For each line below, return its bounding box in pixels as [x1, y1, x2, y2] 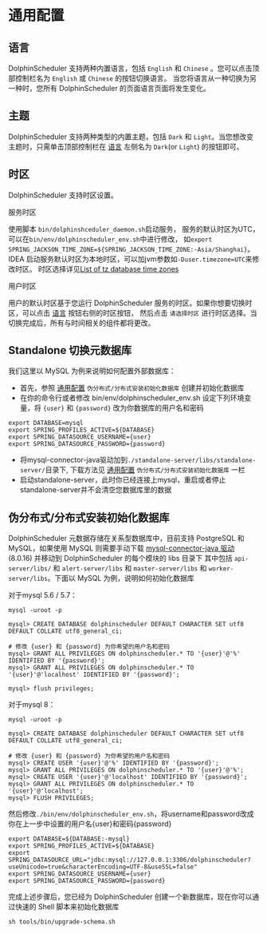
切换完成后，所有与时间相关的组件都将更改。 [8, 318, 155, 328]
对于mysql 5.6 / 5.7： [8, 590, 78, 600]
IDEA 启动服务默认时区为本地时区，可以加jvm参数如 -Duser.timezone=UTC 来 [8, 254, 253, 264]
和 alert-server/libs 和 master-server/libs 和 [53, 563, 207, 573]
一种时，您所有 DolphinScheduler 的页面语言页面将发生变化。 [8, 84, 211, 93]
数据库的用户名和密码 [134, 403, 205, 413]
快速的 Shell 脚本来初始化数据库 [14, 902, 120, 912]
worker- [208, 565, 234, 573]
